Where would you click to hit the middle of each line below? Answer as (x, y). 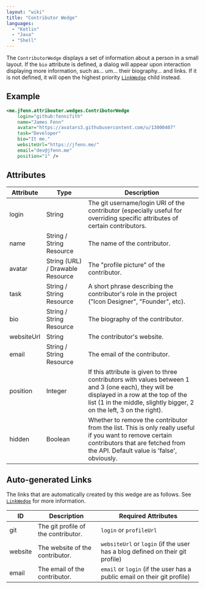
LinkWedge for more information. (46, 501)
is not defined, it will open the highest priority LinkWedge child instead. (94, 77)
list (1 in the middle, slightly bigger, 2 (141, 402)
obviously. (103, 458)
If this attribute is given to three (133, 372)
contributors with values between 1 (139, 379)
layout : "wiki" (26, 12)
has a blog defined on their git (143, 552)
